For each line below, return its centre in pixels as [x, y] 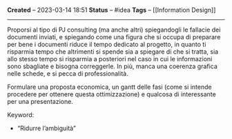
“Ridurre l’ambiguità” [46, 128]
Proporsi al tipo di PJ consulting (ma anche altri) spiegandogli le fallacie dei [114, 30]
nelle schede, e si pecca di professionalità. [68, 74]
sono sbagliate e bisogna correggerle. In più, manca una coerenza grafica [112, 66]
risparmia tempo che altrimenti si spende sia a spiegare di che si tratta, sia [113, 52]
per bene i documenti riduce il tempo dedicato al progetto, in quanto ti [107, 44]
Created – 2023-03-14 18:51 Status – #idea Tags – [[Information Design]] [112, 10]
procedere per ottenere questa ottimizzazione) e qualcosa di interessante [112, 94]
